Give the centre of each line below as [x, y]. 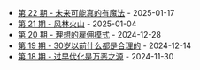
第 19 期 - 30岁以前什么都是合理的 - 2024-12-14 [104, 45]
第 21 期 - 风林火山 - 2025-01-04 [77, 24]
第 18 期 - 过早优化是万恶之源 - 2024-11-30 [96, 56]
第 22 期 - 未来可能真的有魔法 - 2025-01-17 [96, 13]
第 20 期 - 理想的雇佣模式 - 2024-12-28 [89, 35]
